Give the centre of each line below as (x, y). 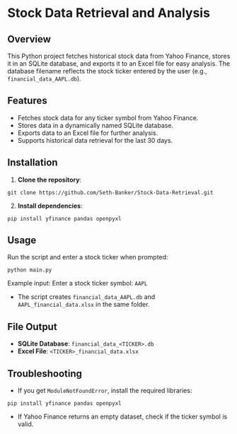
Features (27, 101)
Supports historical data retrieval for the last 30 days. (95, 140)
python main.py (30, 270)
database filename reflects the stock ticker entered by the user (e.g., (107, 71)
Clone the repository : (50, 180)
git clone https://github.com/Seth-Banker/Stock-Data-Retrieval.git (110, 192)
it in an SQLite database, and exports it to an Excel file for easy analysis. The (119, 64)
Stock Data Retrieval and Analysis (109, 13)
